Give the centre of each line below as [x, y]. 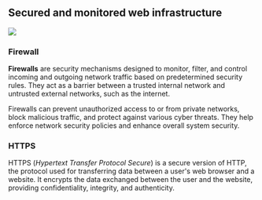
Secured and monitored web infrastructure [115, 13]
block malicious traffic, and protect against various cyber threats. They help [131, 118]
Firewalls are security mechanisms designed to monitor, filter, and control [128, 69]
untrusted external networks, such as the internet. [89, 94]
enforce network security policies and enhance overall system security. [124, 125]
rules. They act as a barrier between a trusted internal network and [117, 85]
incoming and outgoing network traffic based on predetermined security [125, 77]
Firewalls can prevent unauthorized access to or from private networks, [124, 109]
